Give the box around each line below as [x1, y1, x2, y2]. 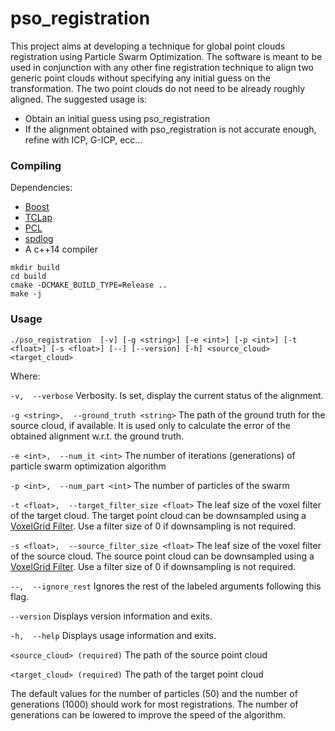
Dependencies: [10, 182, 73, 194]
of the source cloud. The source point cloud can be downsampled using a [10, 550, 315, 562]
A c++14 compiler [24, 243, 99, 256]
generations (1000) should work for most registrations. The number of [10, 698, 299, 710]
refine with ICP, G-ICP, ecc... [24, 133, 143, 146]
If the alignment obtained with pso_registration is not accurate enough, [24, 123, 317, 135]
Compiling [10, 158, 62, 172]
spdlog [24, 233, 54, 245]
